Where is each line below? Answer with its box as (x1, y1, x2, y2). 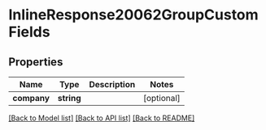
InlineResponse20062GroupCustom (8, 6, 259, 24)
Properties (8, 55, 63, 69)
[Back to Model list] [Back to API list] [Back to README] (8, 113, 195, 123)
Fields (8, 23, 50, 41)
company (12, 93, 50, 103)
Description (89, 79, 136, 90)
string (57, 93, 81, 103)
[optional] (142, 93, 181, 103)
